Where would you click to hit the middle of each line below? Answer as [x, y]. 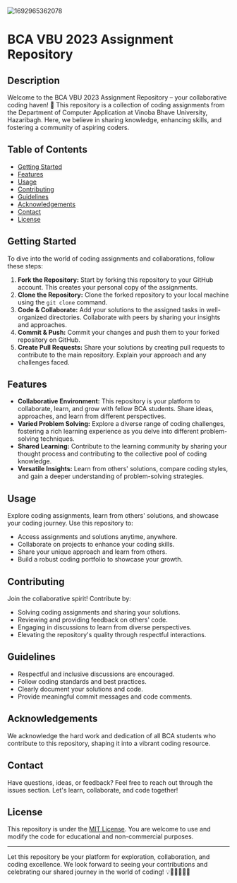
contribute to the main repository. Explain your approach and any [112, 355]
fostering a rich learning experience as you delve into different [108, 432]
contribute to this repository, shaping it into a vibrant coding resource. [109, 743]
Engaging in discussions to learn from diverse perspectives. [104, 627]
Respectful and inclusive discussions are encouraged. [96, 674]
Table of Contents [48, 149]
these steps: [25, 266]
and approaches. [42, 324]
